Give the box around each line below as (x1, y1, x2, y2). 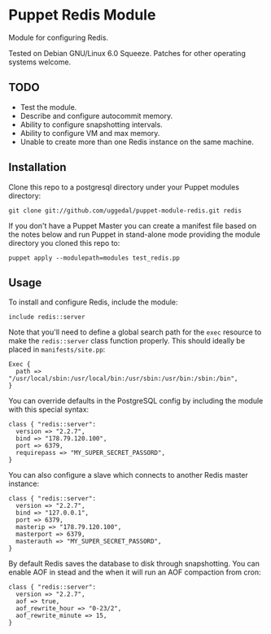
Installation (8, 160, 67, 174)
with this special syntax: (8, 404, 90, 414)
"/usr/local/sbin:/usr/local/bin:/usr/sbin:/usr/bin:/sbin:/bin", (8, 374, 238, 383)
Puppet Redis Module (8, 6, 156, 24)
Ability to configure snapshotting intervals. (20, 120, 163, 129)
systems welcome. (8, 57, 72, 67)
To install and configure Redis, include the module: (8, 297, 178, 307)
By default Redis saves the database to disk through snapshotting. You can (8, 559, 260, 569)
